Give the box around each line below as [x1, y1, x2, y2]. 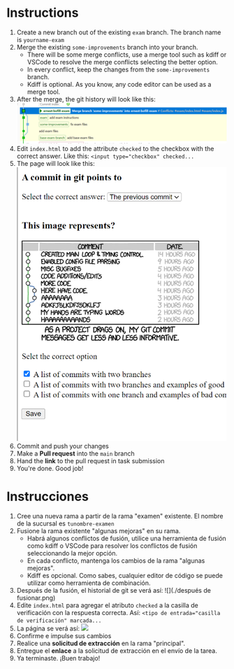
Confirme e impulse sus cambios [16, 632, 112, 640]
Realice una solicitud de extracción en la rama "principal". [16, 639, 186, 648]
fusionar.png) [16, 593, 56, 603]
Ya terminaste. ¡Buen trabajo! [16, 654, 101, 663]
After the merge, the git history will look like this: [16, 94, 156, 103]
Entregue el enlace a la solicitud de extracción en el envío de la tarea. [16, 647, 217, 655]
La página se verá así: [16, 624, 80, 633]
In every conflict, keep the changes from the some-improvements [27, 65, 210, 73]
